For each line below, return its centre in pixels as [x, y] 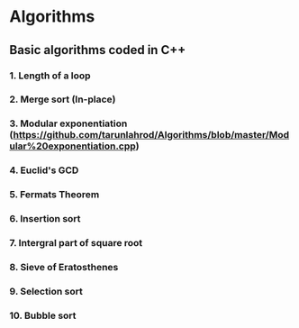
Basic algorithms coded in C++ [98, 50]
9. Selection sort [46, 291]
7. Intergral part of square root [76, 243]
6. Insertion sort [45, 219]
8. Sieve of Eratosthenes [64, 267]
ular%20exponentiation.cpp [73, 146]
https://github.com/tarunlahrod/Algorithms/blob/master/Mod [151, 135]
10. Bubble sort [43, 315]
